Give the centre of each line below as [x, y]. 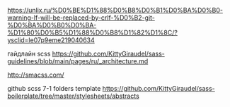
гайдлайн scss [29, 53]
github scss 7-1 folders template [54, 88]
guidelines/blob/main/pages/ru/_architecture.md [78, 61]
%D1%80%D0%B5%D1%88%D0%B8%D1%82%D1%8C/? [93, 32]
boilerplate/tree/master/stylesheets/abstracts [73, 96]
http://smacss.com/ [36, 75]
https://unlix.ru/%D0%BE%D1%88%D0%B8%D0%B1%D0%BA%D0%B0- [115, 10]
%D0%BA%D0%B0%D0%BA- [52, 25]
